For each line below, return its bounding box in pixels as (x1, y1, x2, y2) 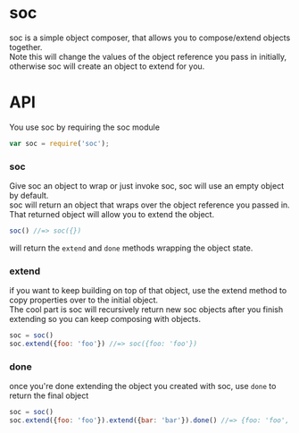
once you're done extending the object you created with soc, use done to (9, 381, 277, 392)
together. (9, 41, 43, 52)
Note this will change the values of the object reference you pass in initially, (9, 51, 287, 62)
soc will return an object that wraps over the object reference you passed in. (9, 200, 290, 210)
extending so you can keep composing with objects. (9, 314, 201, 325)
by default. (9, 191, 49, 201)
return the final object (9, 390, 89, 401)
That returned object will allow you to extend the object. (9, 209, 215, 220)
